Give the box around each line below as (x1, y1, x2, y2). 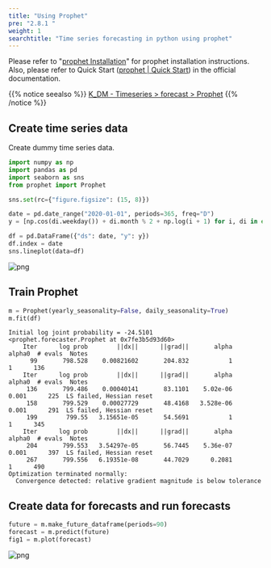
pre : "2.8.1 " (8, 19, 56, 27)
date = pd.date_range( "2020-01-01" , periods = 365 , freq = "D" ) (8, 210, 215, 218)
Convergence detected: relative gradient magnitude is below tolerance (15, 478, 262, 486)
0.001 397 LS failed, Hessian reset (8, 449, 153, 457)
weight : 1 (8, 27, 42, 35)
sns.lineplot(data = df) (8, 247, 85, 255)
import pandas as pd (8, 166, 78, 174)
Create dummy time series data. (8, 143, 115, 153)
